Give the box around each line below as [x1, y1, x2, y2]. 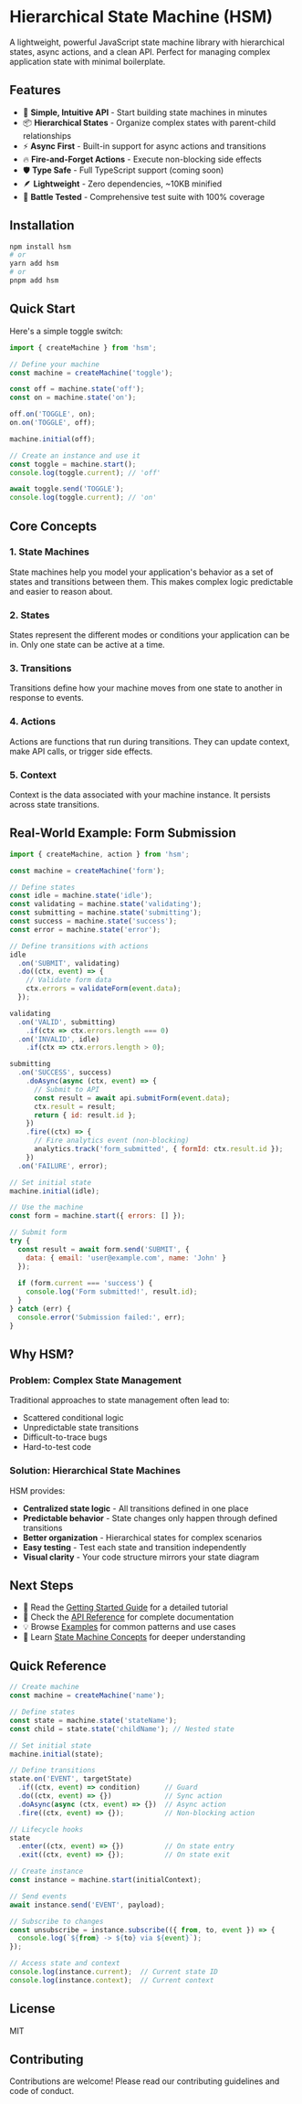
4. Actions [9, 715, 57, 728]
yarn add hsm [9, 259, 59, 269]
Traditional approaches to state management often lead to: [9, 1395, 230, 1406]
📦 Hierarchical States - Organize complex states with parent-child [22, 117, 276, 128]
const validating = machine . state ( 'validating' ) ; [9, 900, 203, 909]
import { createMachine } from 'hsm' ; [9, 343, 157, 353]
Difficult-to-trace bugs [22, 1432, 108, 1443]
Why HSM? [9, 1347, 75, 1362]
